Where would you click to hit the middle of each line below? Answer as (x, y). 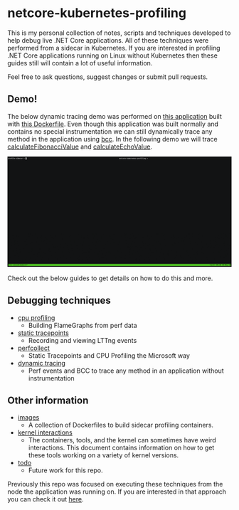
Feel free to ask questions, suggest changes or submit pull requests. (108, 77)
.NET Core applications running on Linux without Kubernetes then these (113, 55)
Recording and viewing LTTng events (83, 340)
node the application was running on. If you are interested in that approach (117, 492)
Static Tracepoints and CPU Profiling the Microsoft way (109, 355)
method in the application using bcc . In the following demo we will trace (113, 139)
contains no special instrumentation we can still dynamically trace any (110, 131)
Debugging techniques (59, 301)
